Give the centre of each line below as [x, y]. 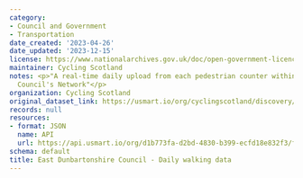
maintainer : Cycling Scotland [66, 68]
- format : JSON [38, 127]
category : [28, 18]
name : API [36, 135]
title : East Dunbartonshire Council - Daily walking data [120, 160]
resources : [30, 118]
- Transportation [42, 34]
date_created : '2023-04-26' [62, 43]
